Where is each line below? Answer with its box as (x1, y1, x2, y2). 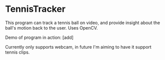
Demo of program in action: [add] (5, 34, 74, 40)
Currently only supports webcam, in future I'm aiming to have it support (5, 44, 152, 50)
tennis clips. (5, 49, 30, 55)
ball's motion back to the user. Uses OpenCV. (5, 25, 98, 30)
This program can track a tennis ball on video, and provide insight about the (5, 20, 161, 26)
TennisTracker (5, 3, 66, 15)
